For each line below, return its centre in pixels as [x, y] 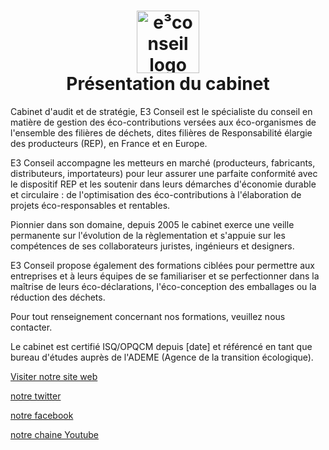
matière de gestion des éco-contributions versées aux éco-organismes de [163, 122]
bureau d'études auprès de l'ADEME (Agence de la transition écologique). [162, 357]
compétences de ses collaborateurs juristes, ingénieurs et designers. [152, 246]
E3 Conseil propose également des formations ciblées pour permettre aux [162, 265]
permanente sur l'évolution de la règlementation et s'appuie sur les [148, 235]
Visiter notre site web [54, 376]
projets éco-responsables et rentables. [90, 205]
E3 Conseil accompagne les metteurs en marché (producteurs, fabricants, [163, 162]
